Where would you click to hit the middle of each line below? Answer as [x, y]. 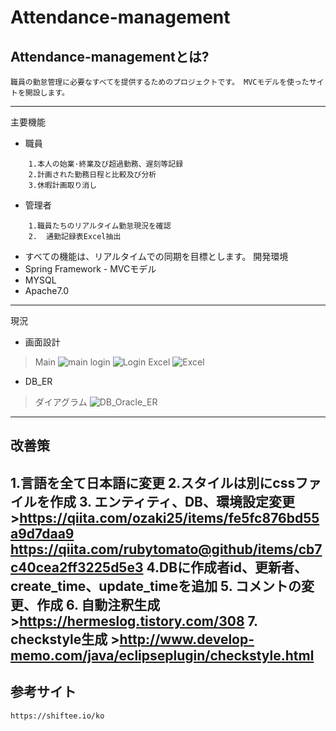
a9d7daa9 [42, 533]
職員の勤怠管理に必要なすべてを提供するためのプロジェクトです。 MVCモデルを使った [160, 82]
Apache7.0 [47, 290]
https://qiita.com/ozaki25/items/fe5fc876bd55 [169, 517]
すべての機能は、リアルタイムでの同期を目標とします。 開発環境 [156, 256]
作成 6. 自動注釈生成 [98, 604]
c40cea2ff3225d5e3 [77, 567]
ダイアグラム [61, 402]
